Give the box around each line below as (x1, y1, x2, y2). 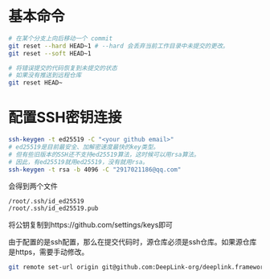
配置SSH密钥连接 (8, 109, 122, 127)
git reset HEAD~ (8, 79, 63, 87)
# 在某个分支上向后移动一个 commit (8, 34, 113, 43)
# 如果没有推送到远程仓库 (8, 72, 82, 80)
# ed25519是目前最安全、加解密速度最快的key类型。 (8, 143, 159, 151)
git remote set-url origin (8, 263, 99, 272)
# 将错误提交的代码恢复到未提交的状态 (8, 64, 118, 72)
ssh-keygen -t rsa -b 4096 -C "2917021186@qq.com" (8, 166, 182, 174)
